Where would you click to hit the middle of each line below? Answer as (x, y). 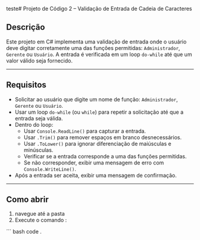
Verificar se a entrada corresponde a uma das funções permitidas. (105, 156)
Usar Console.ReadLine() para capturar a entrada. (85, 131)
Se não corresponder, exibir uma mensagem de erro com (94, 163)
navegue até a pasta (40, 214)
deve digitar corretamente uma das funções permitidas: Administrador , (93, 48)
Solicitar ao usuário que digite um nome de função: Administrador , (96, 99)
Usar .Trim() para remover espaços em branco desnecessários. (103, 137)
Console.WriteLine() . (50, 169)
